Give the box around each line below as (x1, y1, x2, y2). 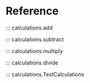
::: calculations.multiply (5, 47, 63, 55)
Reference (5, 4, 59, 18)
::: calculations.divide (5, 59, 59, 66)
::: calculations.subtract (5, 35, 64, 43)
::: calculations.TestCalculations (5, 70, 85, 78)
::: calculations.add (5, 24, 53, 31)
